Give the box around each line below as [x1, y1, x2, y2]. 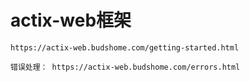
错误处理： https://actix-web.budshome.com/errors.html [10, 62, 241, 72]
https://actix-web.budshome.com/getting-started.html [10, 42, 240, 53]
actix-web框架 [10, 9, 132, 32]
